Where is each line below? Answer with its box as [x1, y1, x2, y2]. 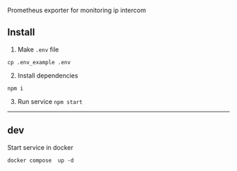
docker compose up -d [7, 157, 74, 164]
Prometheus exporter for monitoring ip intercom [7, 6, 147, 14]
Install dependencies [17, 71, 79, 80]
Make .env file [17, 45, 59, 54]
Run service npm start [17, 97, 83, 105]
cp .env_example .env [7, 59, 71, 66]
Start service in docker [7, 143, 74, 151]
